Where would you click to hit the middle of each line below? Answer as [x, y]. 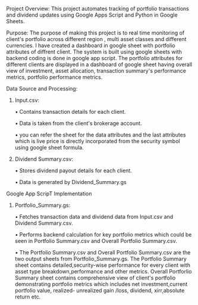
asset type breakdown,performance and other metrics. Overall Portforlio [103, 271]
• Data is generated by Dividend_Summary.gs [70, 182]
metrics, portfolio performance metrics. [54, 77]
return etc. [28, 297]
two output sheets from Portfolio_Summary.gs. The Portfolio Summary [101, 259]
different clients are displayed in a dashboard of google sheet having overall [99, 64]
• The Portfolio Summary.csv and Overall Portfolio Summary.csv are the [103, 252]
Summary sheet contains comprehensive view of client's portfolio [95, 278]
